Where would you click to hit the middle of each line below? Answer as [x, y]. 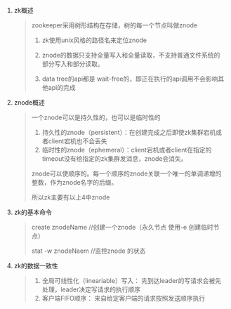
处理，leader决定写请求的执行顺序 [91, 289]
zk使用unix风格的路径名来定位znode [94, 40]
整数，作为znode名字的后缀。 [74, 182]
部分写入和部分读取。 [73, 64]
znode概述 [29, 103]
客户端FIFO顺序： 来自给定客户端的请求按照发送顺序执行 [124, 298]
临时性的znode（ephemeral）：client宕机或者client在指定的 [127, 150]
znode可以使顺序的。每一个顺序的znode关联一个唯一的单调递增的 [126, 173]
